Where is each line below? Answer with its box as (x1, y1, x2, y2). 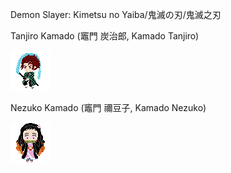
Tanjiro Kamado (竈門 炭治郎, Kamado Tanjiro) (10, 30, 200, 42)
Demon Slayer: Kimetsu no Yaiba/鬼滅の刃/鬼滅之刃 (10, 9, 222, 20)
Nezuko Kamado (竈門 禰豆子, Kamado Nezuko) (10, 102, 207, 113)
